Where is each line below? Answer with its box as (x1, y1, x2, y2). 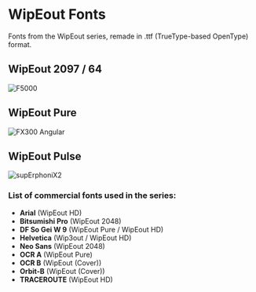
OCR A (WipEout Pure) (19, 250, 93, 259)
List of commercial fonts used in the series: (8, 190, 177, 201)
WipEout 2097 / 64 (8, 63, 102, 76)
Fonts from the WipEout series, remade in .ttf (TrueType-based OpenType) (8, 31, 249, 41)
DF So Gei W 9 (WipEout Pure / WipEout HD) (19, 224, 164, 234)
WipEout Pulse (8, 149, 82, 162)
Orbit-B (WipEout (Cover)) (19, 266, 105, 276)
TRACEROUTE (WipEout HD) (19, 275, 114, 284)
